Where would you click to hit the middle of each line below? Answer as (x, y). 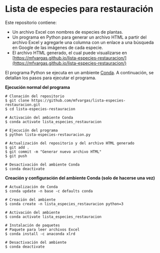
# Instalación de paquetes (33, 225)
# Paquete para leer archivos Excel (42, 230)
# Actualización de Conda (31, 187)
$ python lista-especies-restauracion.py (48, 135)
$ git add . (17, 148)
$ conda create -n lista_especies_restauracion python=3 (64, 204)
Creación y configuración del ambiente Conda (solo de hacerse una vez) (80, 178)
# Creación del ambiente (30, 200)
